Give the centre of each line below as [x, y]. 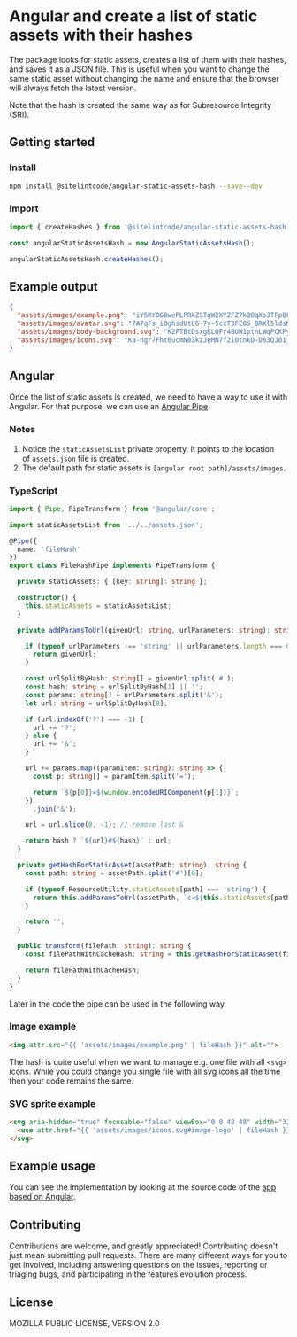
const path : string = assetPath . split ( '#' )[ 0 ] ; [114, 873]
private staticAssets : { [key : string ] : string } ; [112, 582]
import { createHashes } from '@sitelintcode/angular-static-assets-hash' [150, 227]
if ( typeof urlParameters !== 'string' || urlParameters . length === [154, 646]
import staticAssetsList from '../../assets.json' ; [106, 525]
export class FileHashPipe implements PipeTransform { [112, 566]
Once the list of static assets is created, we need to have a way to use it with [148, 397]
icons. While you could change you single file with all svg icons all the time [145, 1071]
